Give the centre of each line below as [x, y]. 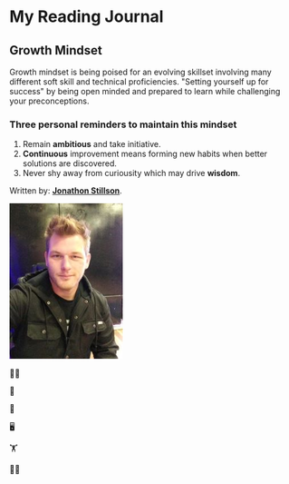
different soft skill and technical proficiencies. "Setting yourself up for [139, 82]
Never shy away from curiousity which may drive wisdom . [131, 173]
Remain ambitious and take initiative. [92, 144]
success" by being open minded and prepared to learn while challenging [145, 91]
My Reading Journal [87, 17]
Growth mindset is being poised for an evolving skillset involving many [140, 72]
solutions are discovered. [70, 163]
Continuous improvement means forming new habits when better [145, 154]
